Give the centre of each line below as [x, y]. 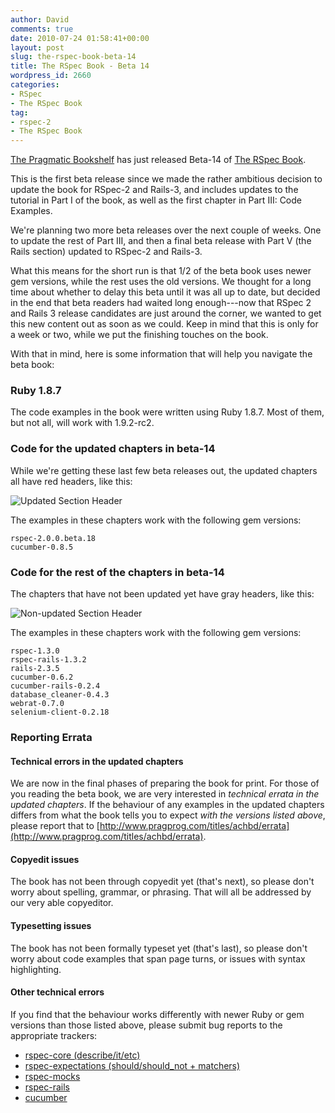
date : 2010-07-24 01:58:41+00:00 [80, 38]
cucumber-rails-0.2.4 [55, 686]
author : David [40, 19]
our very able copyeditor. [62, 903]
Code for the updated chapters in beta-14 [113, 449]
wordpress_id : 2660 [51, 76]
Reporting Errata [51, 737]
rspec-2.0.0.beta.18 [53, 538]
